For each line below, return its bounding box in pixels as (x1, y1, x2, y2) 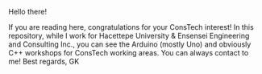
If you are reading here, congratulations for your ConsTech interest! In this (8, 23, 254, 31)
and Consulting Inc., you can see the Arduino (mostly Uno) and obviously (8, 39, 252, 49)
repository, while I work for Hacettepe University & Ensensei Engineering (8, 31, 250, 40)
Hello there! (8, 7, 47, 16)
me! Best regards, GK (8, 56, 80, 66)
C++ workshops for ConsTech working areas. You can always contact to (8, 48, 249, 57)
